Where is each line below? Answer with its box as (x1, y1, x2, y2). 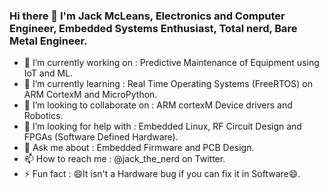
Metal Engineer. (9, 34, 88, 48)
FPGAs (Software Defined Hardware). (23, 131, 179, 143)
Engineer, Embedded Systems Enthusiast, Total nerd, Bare (9, 21, 298, 35)
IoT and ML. (23, 67, 74, 79)
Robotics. (23, 110, 64, 122)
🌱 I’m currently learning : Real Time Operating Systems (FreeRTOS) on (23, 78, 313, 90)
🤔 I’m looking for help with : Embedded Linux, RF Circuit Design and (23, 120, 302, 133)
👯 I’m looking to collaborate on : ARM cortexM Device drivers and (23, 99, 293, 111)
